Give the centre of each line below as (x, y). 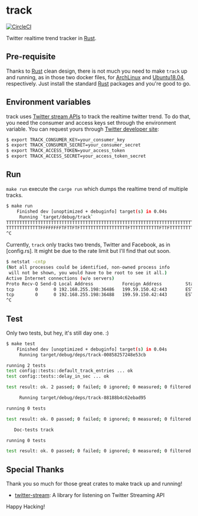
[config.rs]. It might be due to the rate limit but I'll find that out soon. (88, 251)
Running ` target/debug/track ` (56, 217)
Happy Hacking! (26, 507)
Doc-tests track (34, 430)
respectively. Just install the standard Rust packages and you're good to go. (98, 83)
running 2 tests (26, 365)
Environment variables (49, 102)
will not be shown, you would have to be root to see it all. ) (88, 272)
